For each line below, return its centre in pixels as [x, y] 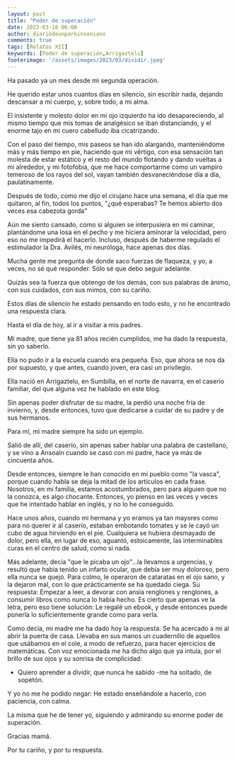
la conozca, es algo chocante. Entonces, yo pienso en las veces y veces [112, 496]
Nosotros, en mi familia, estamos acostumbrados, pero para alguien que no [117, 489]
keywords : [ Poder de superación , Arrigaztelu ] [75, 54]
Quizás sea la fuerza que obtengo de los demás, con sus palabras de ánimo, [119, 282]
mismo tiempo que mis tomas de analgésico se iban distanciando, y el [109, 123]
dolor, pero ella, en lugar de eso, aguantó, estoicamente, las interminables [115, 540]
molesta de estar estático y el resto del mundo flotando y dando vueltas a [115, 159]
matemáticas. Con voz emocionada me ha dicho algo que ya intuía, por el [114, 651]
